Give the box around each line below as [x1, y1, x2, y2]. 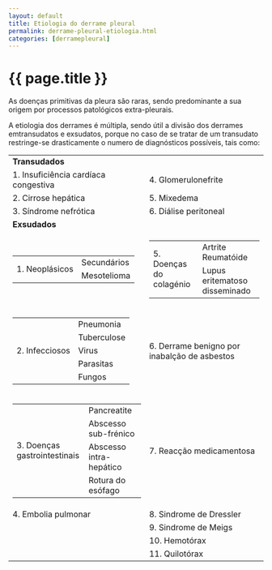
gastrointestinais [16, 450, 79, 461]
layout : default [8, 11, 63, 20]
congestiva [12, 179, 55, 191]
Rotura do [88, 475, 126, 486]
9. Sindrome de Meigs [148, 522, 233, 534]
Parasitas [78, 358, 114, 370]
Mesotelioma [81, 270, 131, 281]
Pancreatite [88, 405, 132, 416]
